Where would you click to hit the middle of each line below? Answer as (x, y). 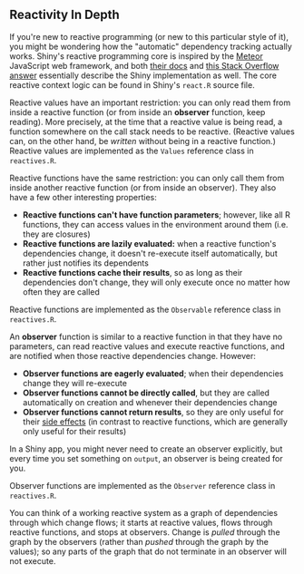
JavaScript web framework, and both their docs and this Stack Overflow (144, 65)
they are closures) (56, 234)
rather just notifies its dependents (86, 263)
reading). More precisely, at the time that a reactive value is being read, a (146, 122)
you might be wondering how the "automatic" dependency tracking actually (151, 46)
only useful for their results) (74, 431)
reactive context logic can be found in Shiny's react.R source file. (132, 84)
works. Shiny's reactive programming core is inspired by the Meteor (136, 56)
